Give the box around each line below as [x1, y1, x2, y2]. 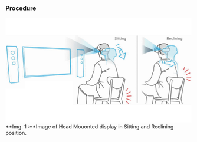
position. [5, 129, 27, 136]
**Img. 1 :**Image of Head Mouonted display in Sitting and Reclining [5, 123, 174, 130]
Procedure [5, 4, 37, 12]
